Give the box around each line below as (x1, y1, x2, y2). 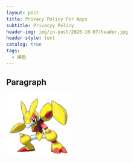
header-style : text (6, 35, 56, 42)
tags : (6, 48, 20, 54)
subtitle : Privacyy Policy (6, 22, 74, 28)
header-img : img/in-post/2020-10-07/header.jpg (6, 29, 129, 35)
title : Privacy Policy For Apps (6, 16, 88, 22)
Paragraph (6, 77, 47, 87)
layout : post (6, 10, 39, 16)
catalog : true (6, 42, 42, 48)
